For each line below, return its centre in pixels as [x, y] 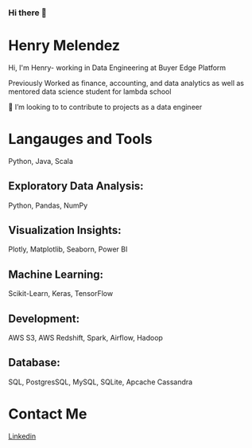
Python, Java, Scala [41, 161]
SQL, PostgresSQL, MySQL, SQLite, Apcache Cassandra [101, 382]
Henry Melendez [64, 46]
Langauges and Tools [80, 139]
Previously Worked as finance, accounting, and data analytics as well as [126, 83]
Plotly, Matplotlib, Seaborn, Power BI [68, 249]
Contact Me [48, 414]
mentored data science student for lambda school [90, 92]
